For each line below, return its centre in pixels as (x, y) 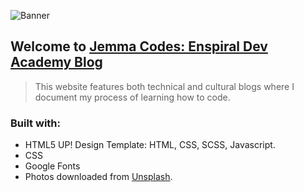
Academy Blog (56, 62)
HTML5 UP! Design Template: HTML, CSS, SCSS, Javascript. (150, 145)
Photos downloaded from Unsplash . (98, 177)
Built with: (35, 123)
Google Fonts (52, 166)
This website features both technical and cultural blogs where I (164, 86)
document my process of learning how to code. (132, 97)
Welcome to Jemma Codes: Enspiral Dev (139, 46)
